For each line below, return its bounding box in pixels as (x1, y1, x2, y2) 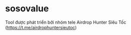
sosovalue (5, 3, 49, 14)
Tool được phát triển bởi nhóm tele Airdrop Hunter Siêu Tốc (5, 19, 127, 25)
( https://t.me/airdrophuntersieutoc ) (5, 24, 77, 30)
